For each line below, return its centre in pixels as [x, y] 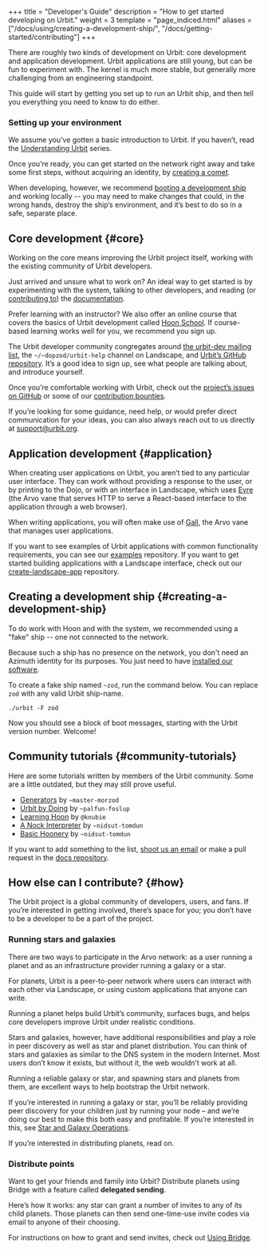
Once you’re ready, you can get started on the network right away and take [132, 164]
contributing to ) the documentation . [67, 299]
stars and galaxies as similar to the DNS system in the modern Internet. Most [134, 1054]
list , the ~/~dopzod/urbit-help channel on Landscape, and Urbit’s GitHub [127, 355]
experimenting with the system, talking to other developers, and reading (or [132, 290]
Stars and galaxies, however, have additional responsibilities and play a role [132, 1037]
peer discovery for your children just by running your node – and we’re [124, 1110]
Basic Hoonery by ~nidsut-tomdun [75, 833]
